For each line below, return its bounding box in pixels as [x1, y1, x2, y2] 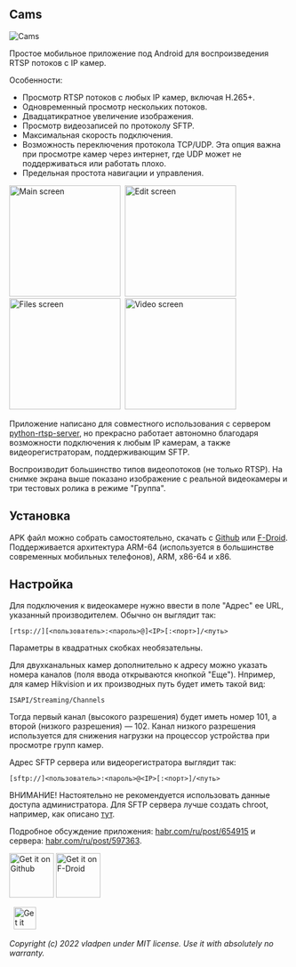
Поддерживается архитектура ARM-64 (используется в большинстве [9, 542, 274, 552]
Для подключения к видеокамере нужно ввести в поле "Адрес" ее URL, [9, 600, 284, 611]
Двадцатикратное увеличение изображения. [21, 110, 194, 121]
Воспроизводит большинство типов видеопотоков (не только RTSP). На [9, 463, 283, 474]
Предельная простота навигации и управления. [21, 167, 204, 178]
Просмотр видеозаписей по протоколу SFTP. [21, 120, 195, 131]
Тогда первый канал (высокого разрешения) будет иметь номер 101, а [9, 712, 277, 722]
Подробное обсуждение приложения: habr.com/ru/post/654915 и [9, 826, 256, 837]
